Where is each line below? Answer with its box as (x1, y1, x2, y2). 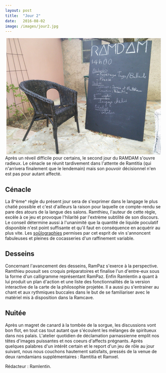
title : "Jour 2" (5, 13, 41, 18)
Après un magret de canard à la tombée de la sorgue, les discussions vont (5, 322, 157, 328)
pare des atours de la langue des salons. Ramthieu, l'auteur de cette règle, (5, 209, 157, 215)
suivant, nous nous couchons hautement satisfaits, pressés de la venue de (5, 348, 157, 354)
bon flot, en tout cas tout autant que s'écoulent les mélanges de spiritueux (5, 327, 157, 333)
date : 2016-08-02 (5, 18, 45, 23)
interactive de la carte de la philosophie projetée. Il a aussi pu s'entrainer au (5, 284, 159, 290)
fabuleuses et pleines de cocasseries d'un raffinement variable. (5, 236, 135, 242)
